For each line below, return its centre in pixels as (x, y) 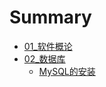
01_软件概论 (48, 46)
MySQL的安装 (67, 71)
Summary (50, 17)
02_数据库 (44, 58)
